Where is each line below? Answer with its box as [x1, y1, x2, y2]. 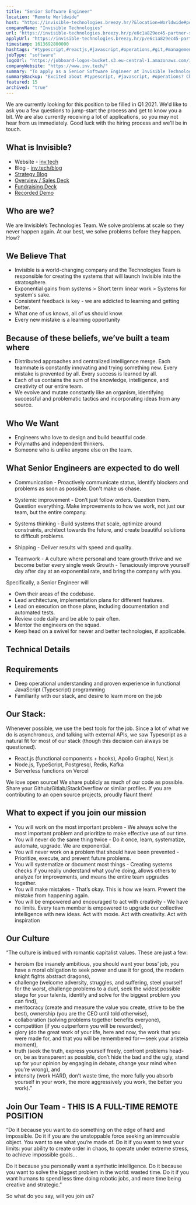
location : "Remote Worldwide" [6, 14, 80, 20]
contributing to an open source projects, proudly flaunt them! [6, 791, 153, 798]
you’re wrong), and [14, 1066, 61, 1073]
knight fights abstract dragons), [14, 973, 91, 980]
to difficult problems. [14, 532, 65, 539]
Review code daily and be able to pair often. [14, 615, 121, 622]
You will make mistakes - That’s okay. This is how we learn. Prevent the [14, 886, 185, 893]
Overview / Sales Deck [14, 177, 69, 184]
